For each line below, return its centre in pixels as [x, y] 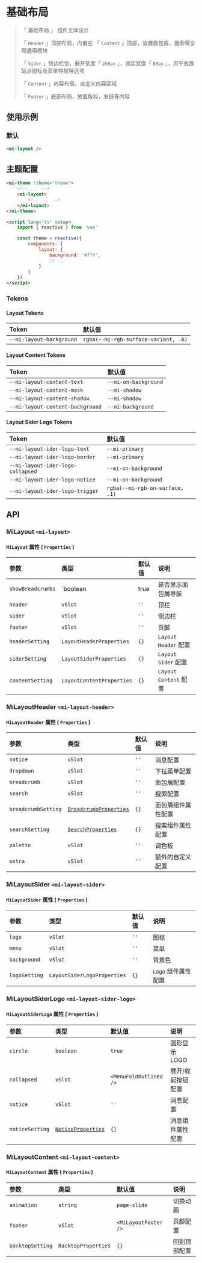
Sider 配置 [173, 662]
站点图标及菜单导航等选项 [53, 70]
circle [19, 1051]
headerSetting [29, 642]
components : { [45, 244]
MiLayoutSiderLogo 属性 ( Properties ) [53, 1014]
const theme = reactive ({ [50, 238]
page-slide [132, 1205]
